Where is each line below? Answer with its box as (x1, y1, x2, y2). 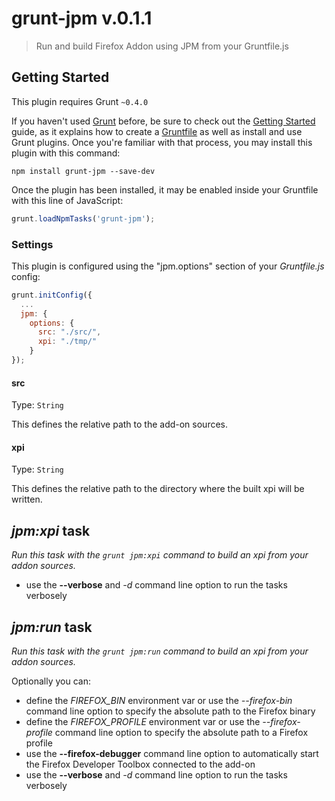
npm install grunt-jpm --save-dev (11, 166, 156, 176)
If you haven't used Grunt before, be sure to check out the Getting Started (11, 115, 316, 127)
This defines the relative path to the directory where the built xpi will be (11, 483, 305, 495)
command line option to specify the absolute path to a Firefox (54, 726, 309, 738)
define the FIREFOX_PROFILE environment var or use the (25, 715, 261, 727)
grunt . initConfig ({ (11, 290, 93, 300)
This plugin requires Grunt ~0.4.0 (11, 95, 149, 107)
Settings (11, 237, 54, 251)
